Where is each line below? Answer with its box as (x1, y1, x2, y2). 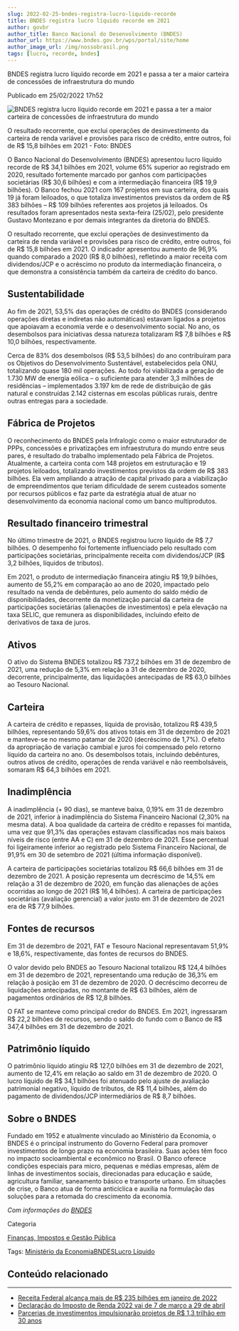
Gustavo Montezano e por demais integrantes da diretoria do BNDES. (7, 215, 211, 224)
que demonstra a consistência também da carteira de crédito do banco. (7, 267, 218, 276)
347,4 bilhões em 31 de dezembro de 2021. (7, 1022, 134, 1030)
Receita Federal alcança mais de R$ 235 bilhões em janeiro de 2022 (17, 1294, 218, 1302)
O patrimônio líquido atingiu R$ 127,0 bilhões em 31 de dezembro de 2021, (7, 1062, 224, 1070)
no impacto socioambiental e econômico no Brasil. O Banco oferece (7, 1154, 206, 1163)
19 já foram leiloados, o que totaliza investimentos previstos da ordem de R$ (7, 193, 231, 202)
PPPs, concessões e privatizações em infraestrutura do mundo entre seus (7, 443, 225, 452)
